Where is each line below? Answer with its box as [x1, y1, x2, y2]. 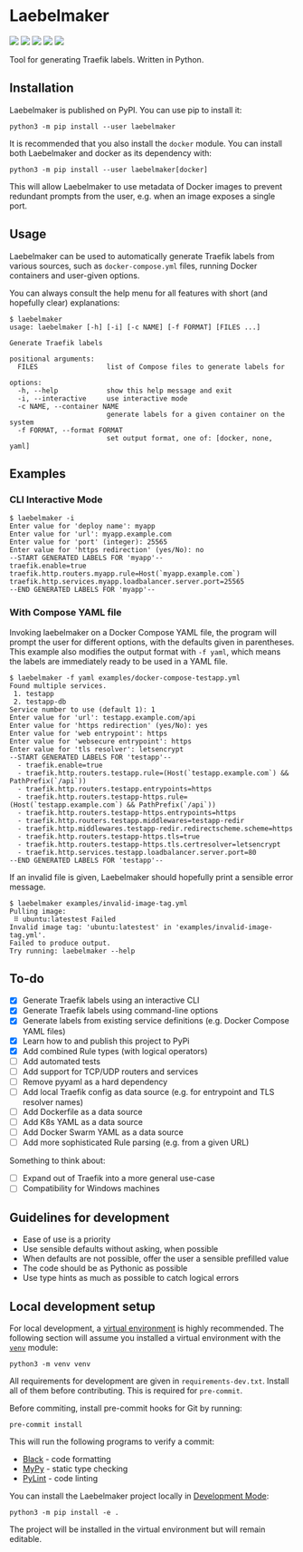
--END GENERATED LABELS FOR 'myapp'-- [9, 586, 156, 595]
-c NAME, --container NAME [17, 402, 119, 411]
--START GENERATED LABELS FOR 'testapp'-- [9, 752, 172, 761]
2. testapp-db [13, 697, 67, 706]
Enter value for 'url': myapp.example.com [9, 529, 172, 539]
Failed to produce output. [9, 938, 111, 947]
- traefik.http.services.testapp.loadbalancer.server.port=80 [17, 848, 257, 857]
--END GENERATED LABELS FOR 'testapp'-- [9, 856, 165, 865]
